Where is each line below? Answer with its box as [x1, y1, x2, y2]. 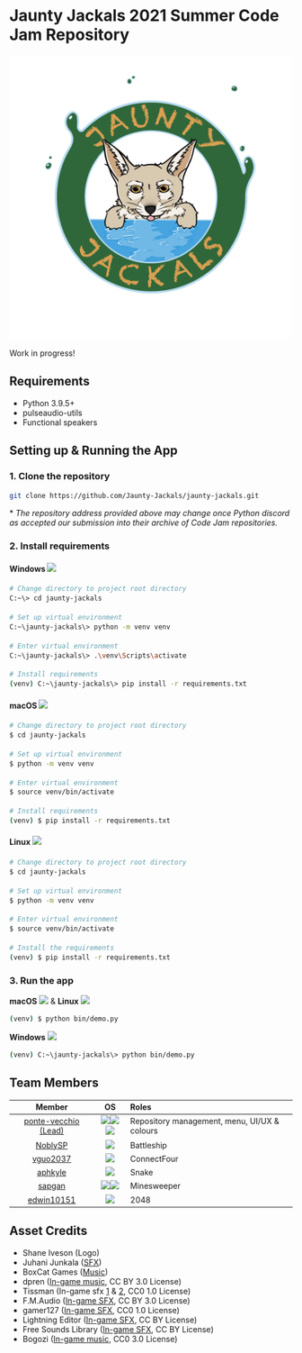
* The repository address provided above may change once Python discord [9, 508, 290, 519]
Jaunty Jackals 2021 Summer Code [9, 5, 280, 26]
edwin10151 [27, 1194, 76, 1205]
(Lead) [39, 1125, 65, 1136]
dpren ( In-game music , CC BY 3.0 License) [22, 1276, 182, 1286]
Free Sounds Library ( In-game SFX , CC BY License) [22, 1323, 214, 1334]
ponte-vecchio [23, 1116, 80, 1127]
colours [129, 1125, 159, 1136]
